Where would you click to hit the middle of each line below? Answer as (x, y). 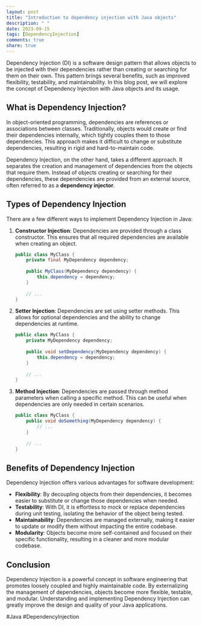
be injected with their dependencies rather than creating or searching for (97, 69)
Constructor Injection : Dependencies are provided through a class (98, 230)
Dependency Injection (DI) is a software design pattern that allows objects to (101, 63)
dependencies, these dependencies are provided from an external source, (99, 178)
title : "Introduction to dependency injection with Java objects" (91, 18)
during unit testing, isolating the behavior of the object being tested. (99, 514)
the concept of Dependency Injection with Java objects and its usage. (93, 88)
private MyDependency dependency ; (69, 341)
